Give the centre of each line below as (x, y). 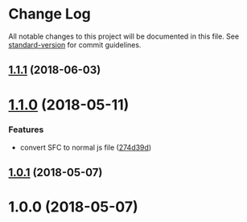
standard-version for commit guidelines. (75, 44)
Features (26, 129)
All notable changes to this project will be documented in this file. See (124, 36)
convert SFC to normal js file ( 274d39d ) (85, 147)
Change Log (49, 14)
